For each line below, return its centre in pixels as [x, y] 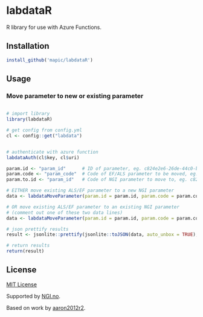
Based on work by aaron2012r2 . [46, 307]
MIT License [22, 284]
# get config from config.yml [44, 130]
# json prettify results [37, 229]
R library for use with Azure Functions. [54, 27]
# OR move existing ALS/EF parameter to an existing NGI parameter [93, 207]
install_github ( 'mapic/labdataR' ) [50, 60]
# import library [28, 114]
